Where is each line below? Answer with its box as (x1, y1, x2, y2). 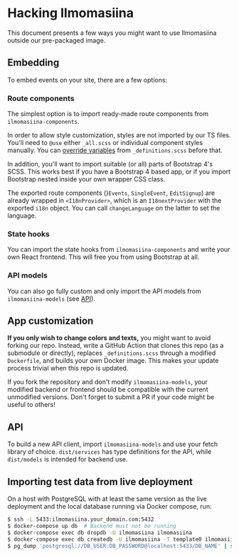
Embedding (7, 57, 60, 69)
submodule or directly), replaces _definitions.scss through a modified (7, 349, 216, 357)
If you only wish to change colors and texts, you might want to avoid (7, 334, 211, 342)
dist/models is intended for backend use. (7, 455, 128, 464)
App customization (7, 315, 94, 327)
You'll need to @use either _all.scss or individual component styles (7, 139, 203, 147)
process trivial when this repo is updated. (7, 364, 129, 373)
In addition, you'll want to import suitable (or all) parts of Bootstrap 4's (7, 160, 213, 169)
